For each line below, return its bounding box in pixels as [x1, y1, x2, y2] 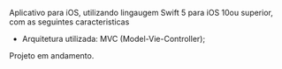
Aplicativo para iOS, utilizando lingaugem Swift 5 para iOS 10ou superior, [9, 8, 274, 17]
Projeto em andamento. [9, 51, 95, 60]
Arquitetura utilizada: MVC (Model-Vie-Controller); [21, 34, 206, 44]
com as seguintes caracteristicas [9, 17, 130, 27]
